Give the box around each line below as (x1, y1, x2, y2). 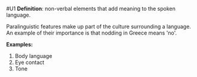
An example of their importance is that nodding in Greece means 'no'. (6, 29, 177, 36)
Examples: (6, 41, 33, 48)
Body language (14, 53, 53, 59)
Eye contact (14, 59, 45, 66)
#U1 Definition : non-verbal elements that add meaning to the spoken (6, 5, 176, 12)
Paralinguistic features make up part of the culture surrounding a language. (6, 23, 191, 30)
